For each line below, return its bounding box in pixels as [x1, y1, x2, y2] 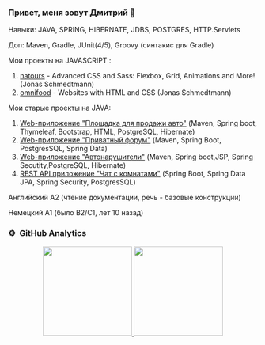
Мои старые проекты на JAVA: [8, 103, 112, 113]
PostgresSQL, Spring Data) [19, 144, 108, 154]
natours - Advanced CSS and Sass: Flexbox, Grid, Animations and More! [19, 71, 256, 81]
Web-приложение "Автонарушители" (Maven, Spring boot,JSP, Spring [19, 152, 254, 161]
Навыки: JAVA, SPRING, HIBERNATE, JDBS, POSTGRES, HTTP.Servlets [8, 25, 241, 35]
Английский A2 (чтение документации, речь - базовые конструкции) [8, 193, 241, 203]
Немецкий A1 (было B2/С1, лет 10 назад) [8, 208, 144, 218]
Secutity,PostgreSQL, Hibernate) [19, 161, 127, 170]
